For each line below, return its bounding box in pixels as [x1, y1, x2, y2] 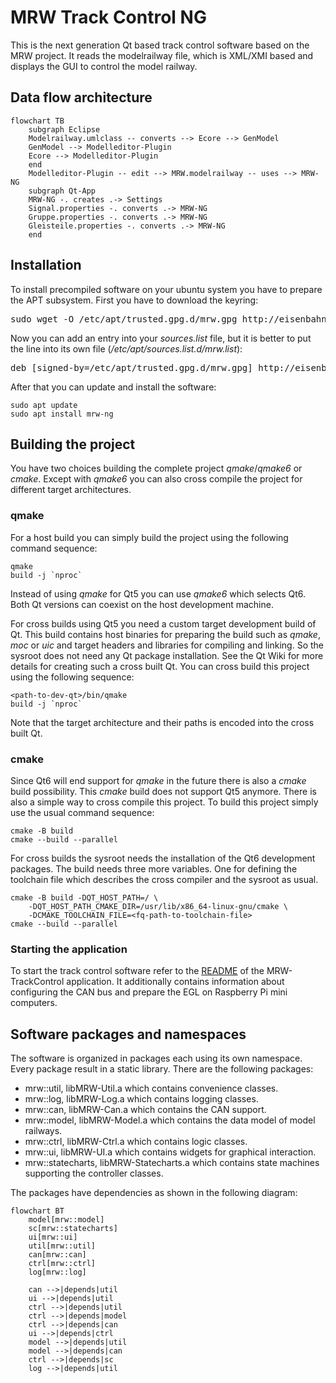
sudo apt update [10, 400, 78, 410]
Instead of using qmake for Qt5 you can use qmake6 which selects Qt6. [10, 587, 307, 600]
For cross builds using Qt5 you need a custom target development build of [10, 617, 317, 630]
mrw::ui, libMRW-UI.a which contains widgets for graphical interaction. [24, 1146, 317, 1158]
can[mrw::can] [28, 1250, 87, 1260]
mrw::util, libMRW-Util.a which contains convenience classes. [24, 1082, 279, 1095]
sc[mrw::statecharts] [28, 1224, 118, 1234]
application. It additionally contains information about [66, 976, 285, 988]
